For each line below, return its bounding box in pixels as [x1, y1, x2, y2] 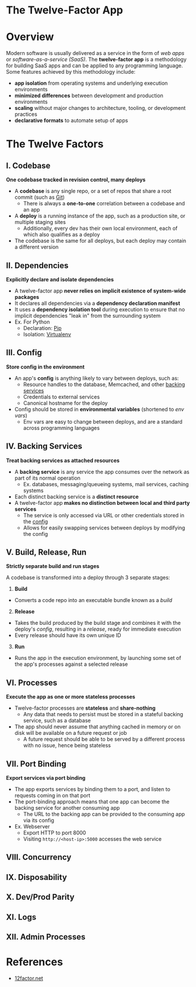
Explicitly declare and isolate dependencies [6, 276, 114, 283]
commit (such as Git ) [14, 194, 65, 201]
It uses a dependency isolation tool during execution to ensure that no [14, 305, 185, 313]
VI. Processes [6, 678, 58, 687]
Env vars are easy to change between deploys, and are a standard [23, 418, 183, 425]
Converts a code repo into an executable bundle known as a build [14, 597, 173, 604]
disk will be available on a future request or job [14, 730, 127, 737]
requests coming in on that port [14, 792, 90, 799]
